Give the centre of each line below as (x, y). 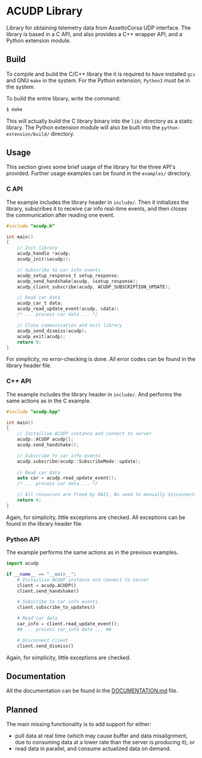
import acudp (23, 564)
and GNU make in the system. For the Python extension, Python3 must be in (98, 80)
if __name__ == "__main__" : (41, 574)
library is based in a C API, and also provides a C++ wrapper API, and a (94, 34)
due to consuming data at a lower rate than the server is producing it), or (105, 742)
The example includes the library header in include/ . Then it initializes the (98, 202)
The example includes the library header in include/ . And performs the (94, 394)
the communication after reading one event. (61, 215)
